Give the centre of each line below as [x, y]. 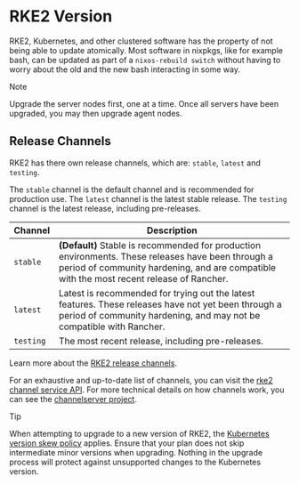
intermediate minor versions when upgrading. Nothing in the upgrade [136, 452]
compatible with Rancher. [112, 327]
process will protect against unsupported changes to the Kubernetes [135, 462]
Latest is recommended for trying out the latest [157, 293]
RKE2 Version [61, 16]
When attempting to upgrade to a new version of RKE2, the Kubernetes [139, 433]
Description [172, 230]
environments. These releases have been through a [166, 256]
